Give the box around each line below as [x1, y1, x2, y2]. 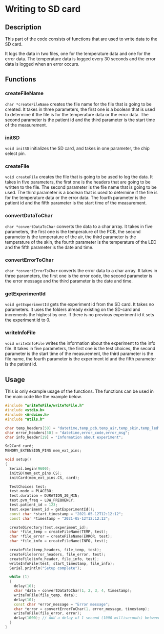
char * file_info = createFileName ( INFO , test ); [9, 538, 108, 544]
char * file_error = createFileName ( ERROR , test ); [9, 534, 112, 539]
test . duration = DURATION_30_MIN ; [9, 493, 80, 498]
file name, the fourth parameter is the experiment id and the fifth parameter [5, 356, 156, 362]
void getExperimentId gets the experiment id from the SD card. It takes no [5, 302, 154, 307]
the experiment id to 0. [5, 317, 51, 323]
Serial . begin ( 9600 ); [9, 466, 51, 471]
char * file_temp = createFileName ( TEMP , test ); [9, 530, 108, 534]
